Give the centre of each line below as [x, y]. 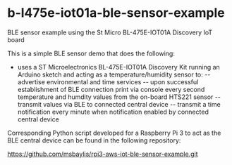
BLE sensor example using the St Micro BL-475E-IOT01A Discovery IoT [110, 32]
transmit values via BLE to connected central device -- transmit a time [119, 104]
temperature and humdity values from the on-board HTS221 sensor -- [119, 97]
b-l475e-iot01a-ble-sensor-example [116, 13]
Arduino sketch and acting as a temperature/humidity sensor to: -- [114, 74]
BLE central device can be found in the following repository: [94, 140]
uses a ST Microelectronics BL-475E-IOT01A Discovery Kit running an [118, 67]
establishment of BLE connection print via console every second [111, 89]
